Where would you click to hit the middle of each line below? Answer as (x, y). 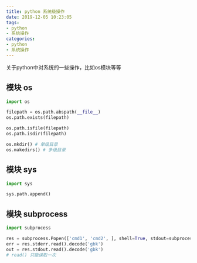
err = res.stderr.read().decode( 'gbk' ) (55, 244)
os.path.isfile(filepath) (38, 128)
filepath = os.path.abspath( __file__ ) (53, 112)
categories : (21, 39)
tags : (13, 22)
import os (18, 101)
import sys (19, 184)
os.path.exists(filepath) (38, 118)
